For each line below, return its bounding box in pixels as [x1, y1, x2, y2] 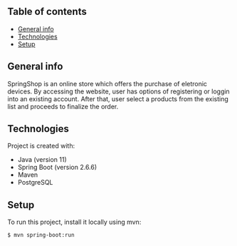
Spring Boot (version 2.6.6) [17, 163, 98, 172]
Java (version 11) [17, 155, 68, 164]
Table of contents [7, 6, 87, 18]
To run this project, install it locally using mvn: [7, 217, 142, 227]
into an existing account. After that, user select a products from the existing [7, 94, 229, 103]
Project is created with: [7, 142, 75, 150]
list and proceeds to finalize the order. [7, 102, 119, 111]
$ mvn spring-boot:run [7, 232, 75, 239]
